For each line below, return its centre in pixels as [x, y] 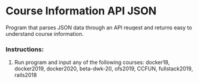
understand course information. [45, 33]
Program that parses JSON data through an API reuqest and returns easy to [99, 27]
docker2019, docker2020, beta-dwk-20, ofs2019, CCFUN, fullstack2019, [103, 69]
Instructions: [25, 49]
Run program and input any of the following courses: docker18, [92, 62]
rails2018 [25, 75]
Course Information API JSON [81, 11]
